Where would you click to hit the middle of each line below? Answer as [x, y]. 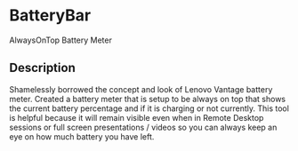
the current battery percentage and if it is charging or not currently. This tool [149, 108]
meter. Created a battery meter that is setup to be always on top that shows [148, 99]
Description [42, 68]
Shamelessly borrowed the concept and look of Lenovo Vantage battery [141, 89]
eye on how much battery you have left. [82, 136]
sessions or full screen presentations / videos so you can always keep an [143, 127]
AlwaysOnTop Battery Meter [61, 40]
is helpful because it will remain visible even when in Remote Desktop [137, 117]
